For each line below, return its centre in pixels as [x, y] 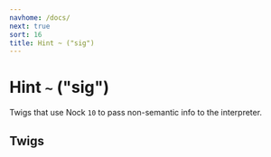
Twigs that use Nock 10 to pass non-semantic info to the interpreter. [136, 113]
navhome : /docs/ [40, 18]
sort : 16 [26, 34]
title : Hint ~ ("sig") [52, 43]
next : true [30, 26]
